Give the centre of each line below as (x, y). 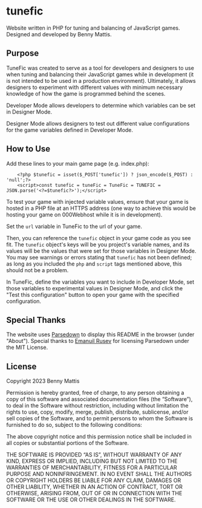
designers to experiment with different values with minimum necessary (95, 87)
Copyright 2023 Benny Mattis (43, 381)
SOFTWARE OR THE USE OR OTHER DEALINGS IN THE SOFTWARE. (91, 500)
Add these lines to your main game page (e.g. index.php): (78, 163)
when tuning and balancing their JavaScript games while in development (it (100, 74)
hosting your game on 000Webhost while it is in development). (84, 214)
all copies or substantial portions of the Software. (67, 443)
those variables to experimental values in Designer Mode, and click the (95, 288)
